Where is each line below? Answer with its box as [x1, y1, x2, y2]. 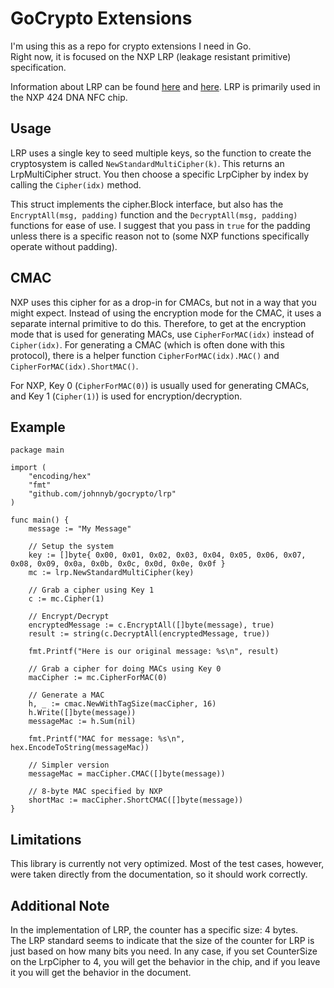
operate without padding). [10, 240, 118, 252]
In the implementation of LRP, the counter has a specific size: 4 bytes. [10, 924, 299, 936]
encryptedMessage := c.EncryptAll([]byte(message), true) [28, 620, 275, 631]
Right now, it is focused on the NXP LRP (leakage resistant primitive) [10, 50, 292, 62]
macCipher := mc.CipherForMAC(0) [28, 673, 168, 683]
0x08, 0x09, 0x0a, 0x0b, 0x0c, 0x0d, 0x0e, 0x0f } [10, 559, 226, 569]
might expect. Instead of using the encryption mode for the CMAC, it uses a [10, 307, 322, 319]
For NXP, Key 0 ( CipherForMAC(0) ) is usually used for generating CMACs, [10, 379, 310, 391]
